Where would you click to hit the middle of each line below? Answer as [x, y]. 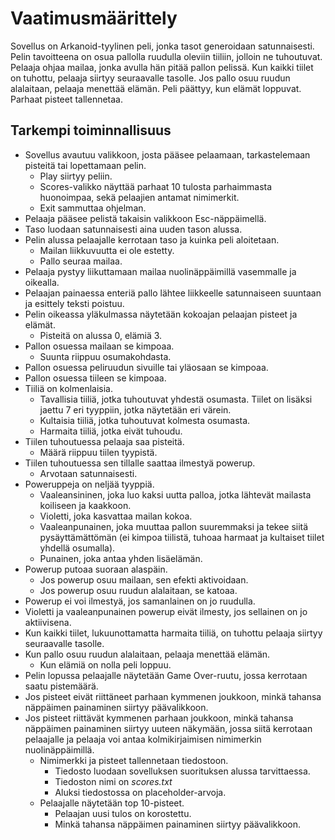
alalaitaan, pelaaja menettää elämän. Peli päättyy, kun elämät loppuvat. [156, 88]
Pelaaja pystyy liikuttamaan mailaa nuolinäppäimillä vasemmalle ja [160, 271]
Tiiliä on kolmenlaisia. [68, 388]
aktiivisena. [48, 622]
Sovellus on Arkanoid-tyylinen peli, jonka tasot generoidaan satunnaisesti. [162, 46]
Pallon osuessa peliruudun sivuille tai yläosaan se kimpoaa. [146, 367]
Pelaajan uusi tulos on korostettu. [123, 813]
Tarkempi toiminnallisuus [91, 130]
